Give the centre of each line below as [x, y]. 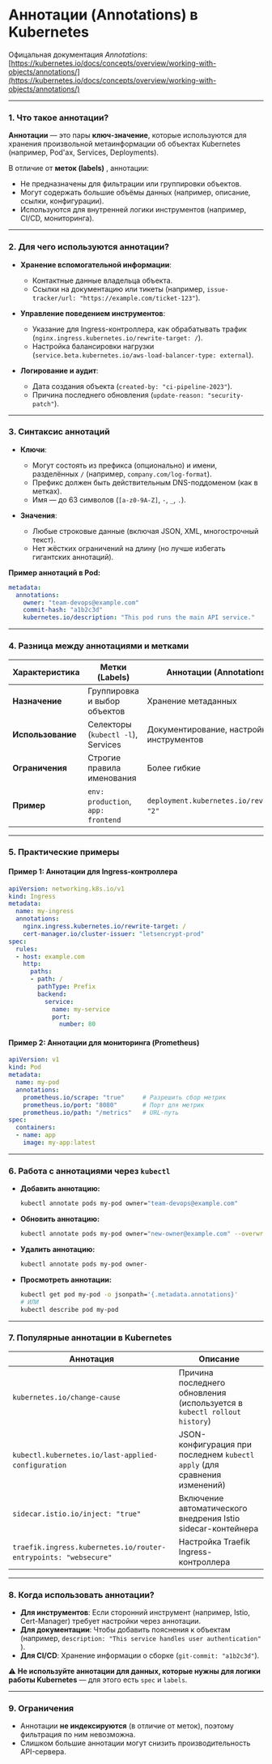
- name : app [36, 1135]
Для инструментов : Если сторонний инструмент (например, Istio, [135, 1612]
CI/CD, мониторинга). [57, 218]
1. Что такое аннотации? [59, 117]
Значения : [38, 515]
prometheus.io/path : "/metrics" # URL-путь [101, 1113]
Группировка [113, 690]
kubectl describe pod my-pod [69, 1309]
